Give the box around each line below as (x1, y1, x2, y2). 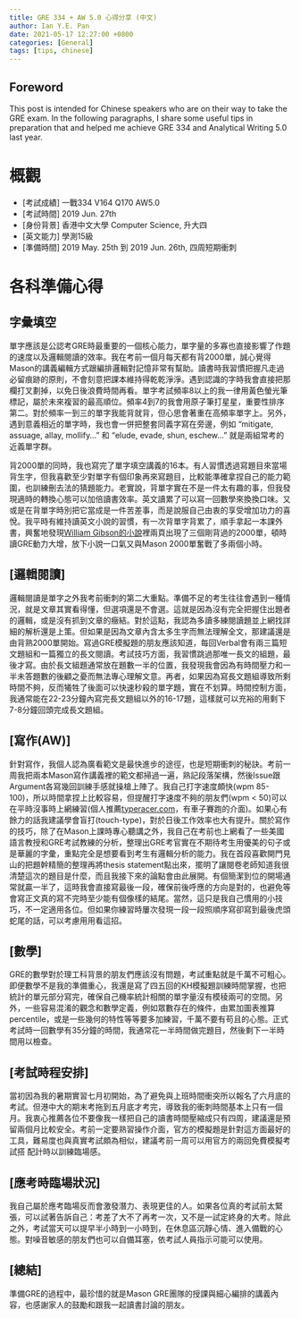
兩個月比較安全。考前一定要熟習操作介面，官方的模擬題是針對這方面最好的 (16, 1124, 291, 1135)
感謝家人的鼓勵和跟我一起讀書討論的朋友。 (32, 1299, 189, 1310)
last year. (9, 132, 43, 142)
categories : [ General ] (9, 38, 94, 47)
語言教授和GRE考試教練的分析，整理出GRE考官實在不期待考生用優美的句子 (9, 837, 283, 847)
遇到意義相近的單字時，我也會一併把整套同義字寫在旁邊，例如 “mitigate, (9, 418, 274, 429)
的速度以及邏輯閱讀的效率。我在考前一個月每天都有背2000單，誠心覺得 (9, 351, 272, 362)
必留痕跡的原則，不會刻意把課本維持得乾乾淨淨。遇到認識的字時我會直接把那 (9, 373, 291, 385)
